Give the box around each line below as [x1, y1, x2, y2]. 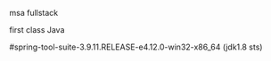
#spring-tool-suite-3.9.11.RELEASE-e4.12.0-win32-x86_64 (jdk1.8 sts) [9, 42, 263, 52]
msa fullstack [9, 8, 59, 18]
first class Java [9, 25, 65, 34]
